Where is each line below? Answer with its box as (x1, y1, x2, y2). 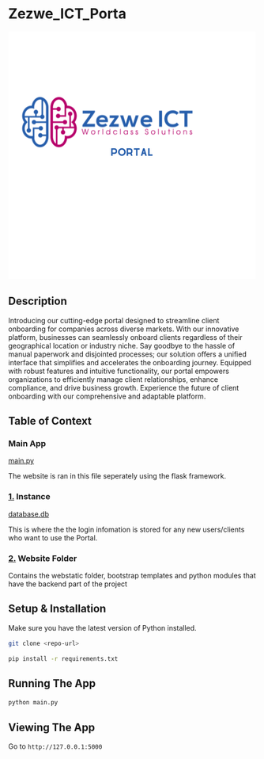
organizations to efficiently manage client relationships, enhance (8, 374, 219, 384)
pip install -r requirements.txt (8, 654, 119, 662)
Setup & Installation (8, 602, 107, 616)
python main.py (8, 699, 58, 707)
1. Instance (8, 491, 51, 502)
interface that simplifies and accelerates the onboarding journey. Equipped (8, 357, 251, 367)
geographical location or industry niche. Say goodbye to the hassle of (8, 341, 236, 350)
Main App (8, 438, 47, 449)
